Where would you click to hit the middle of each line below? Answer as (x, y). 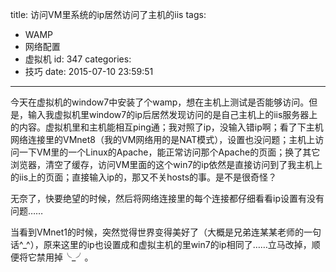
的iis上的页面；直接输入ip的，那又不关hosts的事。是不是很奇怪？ (144, 177)
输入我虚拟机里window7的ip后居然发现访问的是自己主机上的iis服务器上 (172, 114)
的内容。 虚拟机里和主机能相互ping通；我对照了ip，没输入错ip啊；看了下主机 (167, 127)
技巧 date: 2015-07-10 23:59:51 (89, 71)
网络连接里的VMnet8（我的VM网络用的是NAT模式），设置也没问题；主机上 (163, 139)
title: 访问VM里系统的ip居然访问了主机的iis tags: (108, 14)
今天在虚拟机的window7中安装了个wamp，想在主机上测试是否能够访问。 (160, 102)
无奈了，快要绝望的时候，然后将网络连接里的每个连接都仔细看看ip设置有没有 (167, 198)
